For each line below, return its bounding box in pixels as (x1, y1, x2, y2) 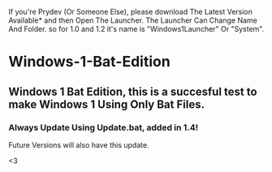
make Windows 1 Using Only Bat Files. (8, 97, 205, 111)
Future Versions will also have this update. (8, 140, 149, 149)
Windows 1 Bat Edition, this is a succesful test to (8, 84, 257, 98)
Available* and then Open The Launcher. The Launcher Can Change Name (8, 15, 257, 25)
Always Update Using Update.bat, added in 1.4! (8, 122, 199, 133)
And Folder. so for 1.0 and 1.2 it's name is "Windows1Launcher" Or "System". (8, 24, 265, 33)
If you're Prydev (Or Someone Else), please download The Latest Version (8, 7, 253, 16)
